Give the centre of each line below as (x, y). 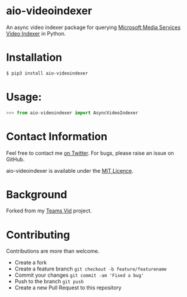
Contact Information (57, 136)
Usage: (24, 97)
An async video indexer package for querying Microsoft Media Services (93, 27)
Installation (34, 58)
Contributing (38, 235)
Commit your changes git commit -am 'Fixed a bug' (79, 275)
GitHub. (15, 159)
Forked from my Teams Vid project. (49, 211)
